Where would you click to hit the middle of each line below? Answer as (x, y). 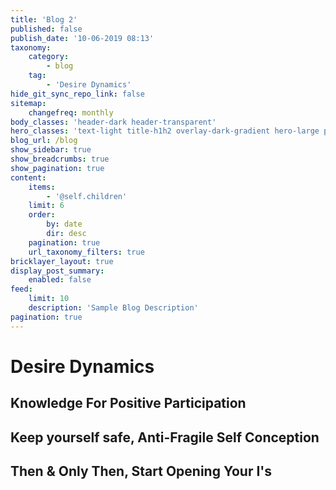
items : (42, 187)
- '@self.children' (87, 196)
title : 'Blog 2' (44, 19)
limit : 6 (46, 206)
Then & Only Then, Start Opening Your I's (141, 471)
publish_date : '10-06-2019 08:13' (82, 38)
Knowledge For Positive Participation (128, 403)
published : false (46, 29)
